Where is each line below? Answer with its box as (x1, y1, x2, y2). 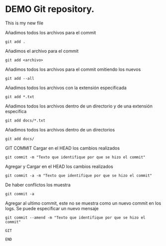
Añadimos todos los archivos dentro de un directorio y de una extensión (5, 103, 153, 109)
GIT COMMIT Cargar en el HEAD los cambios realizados (5, 145, 120, 151)
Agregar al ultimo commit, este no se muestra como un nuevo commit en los (5, 200, 162, 206)
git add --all (5, 76, 35, 81)
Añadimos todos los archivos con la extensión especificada (5, 85, 127, 91)
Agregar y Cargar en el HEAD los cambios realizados (5, 163, 113, 169)
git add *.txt (5, 94, 35, 99)
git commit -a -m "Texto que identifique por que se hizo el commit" (5, 173, 153, 178)
